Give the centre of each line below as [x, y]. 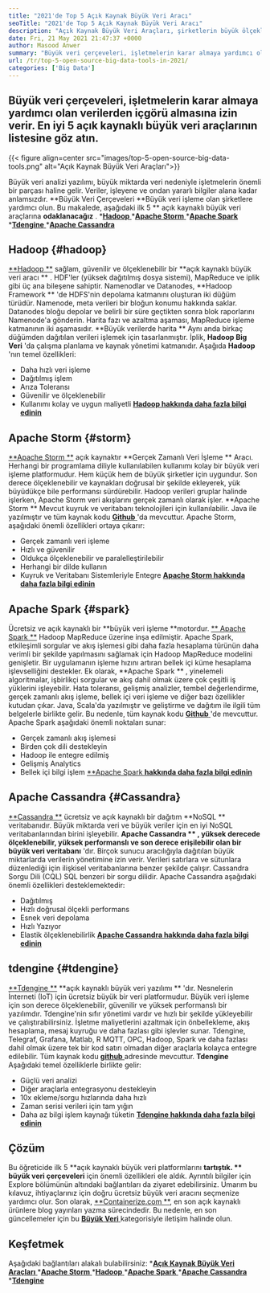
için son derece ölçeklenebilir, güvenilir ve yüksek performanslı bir [118, 1005]
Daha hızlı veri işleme [55, 370]
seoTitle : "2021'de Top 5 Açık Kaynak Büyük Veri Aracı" [106, 23]
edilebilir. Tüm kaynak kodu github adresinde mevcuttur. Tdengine [119, 1056]
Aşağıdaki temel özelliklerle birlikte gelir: [75, 1065]
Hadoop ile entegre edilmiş [65, 755]
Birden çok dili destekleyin [63, 747]
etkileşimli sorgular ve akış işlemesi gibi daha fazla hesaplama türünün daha [134, 645]
